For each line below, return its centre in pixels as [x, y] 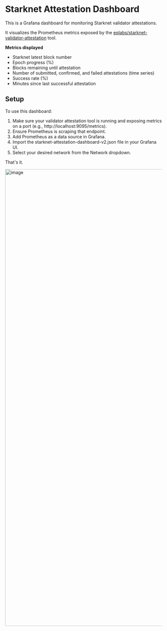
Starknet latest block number [42, 57]
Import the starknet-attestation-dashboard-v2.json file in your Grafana [84, 142]
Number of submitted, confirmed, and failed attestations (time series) [83, 73]
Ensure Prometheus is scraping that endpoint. [59, 131]
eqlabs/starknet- [130, 32]
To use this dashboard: [29, 111]
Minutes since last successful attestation [54, 84]
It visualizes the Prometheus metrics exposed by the [59, 32]
